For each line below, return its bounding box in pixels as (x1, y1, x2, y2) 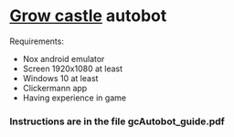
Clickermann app (22, 82, 88, 93)
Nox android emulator (22, 53, 105, 64)
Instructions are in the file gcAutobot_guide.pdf (9, 115, 226, 128)
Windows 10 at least (22, 72, 99, 83)
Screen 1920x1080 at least (22, 63, 123, 74)
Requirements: (9, 36, 64, 47)
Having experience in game (22, 92, 126, 103)
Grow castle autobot (9, 5, 167, 26)
